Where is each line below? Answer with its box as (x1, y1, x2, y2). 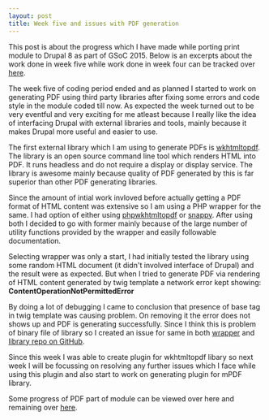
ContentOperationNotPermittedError (8, 286, 134, 296)
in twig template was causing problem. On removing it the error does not (8, 310, 251, 320)
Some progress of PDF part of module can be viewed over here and (8, 393, 235, 403)
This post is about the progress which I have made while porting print (8, 41, 241, 51)
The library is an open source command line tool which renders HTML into (8, 151, 257, 161)
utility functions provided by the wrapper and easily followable (8, 227, 217, 236)
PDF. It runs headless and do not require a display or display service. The (8, 159, 253, 169)
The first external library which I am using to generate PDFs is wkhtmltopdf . (8, 142, 261, 152)
